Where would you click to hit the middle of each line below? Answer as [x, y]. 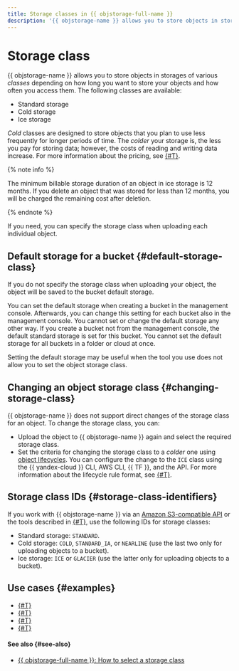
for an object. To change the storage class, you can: [84, 423]
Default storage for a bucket [71, 256]
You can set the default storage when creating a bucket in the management [118, 306]
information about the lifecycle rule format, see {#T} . [95, 475]
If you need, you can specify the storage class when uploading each [108, 226]
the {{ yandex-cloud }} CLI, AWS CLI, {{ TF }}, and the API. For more [117, 467]
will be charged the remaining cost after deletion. [79, 199]
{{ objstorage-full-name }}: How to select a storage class [101, 660]
